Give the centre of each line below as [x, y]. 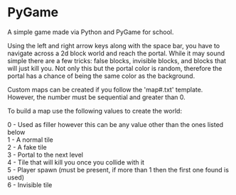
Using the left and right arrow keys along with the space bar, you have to [114, 45]
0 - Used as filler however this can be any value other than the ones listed [116, 124]
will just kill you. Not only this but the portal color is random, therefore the [115, 68]
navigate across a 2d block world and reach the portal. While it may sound [116, 53]
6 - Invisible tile [30, 184]
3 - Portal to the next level [45, 155]
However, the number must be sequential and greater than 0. [97, 97]
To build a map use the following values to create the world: [95, 111]
